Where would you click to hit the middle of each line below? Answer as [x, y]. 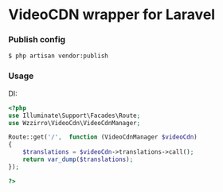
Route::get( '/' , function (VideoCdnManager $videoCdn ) [103, 137]
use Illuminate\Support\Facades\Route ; [74, 116]
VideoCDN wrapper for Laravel [112, 15]
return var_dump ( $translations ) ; [78, 160]
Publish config [37, 40]
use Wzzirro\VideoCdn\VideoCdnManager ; [74, 123]
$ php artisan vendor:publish [59, 56]
